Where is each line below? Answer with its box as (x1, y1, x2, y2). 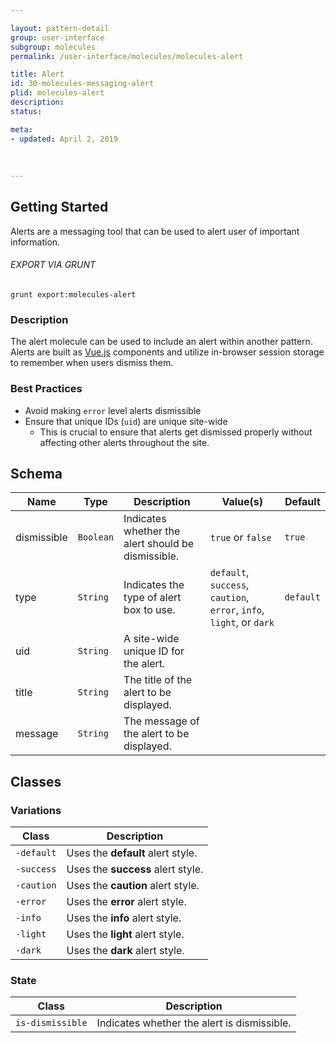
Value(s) (221, 495, 264, 509)
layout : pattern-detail (10, 23, 110, 33)
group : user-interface (10, 32, 105, 43)
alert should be (123, 537, 195, 551)
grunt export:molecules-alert (10, 290, 137, 300)
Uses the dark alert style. (66, 944, 185, 958)
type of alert (123, 591, 182, 605)
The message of (123, 714, 200, 728)
